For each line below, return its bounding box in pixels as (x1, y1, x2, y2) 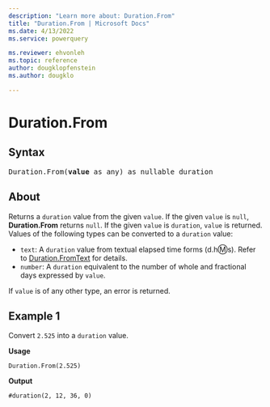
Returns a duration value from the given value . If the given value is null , (8, 211, 249, 221)
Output (8, 376, 33, 386)
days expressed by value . (19, 270, 106, 280)
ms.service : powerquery (8, 34, 89, 43)
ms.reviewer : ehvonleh (8, 49, 85, 57)
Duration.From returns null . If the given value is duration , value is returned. (8, 220, 263, 230)
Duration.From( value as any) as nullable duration (8, 167, 213, 176)
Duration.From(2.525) (8, 362, 82, 371)
